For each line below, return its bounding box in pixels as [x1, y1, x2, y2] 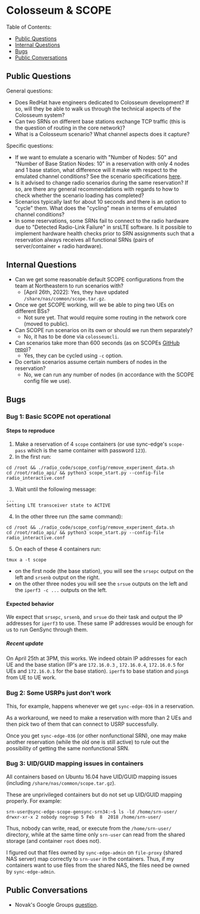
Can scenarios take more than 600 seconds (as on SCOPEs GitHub [14, 339, 180, 346]
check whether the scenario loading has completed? [14, 192, 144, 199]
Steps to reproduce [6, 427, 55, 434]
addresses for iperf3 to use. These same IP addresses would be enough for [6, 619, 193, 627]
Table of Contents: [6, 23, 52, 30]
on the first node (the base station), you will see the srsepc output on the [14, 568, 194, 575]
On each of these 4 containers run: [14, 545, 101, 553]
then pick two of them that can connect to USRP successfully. [6, 720, 159, 728]
